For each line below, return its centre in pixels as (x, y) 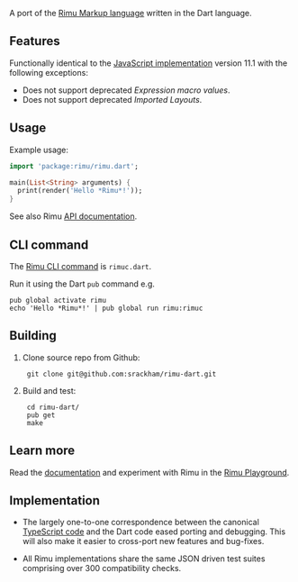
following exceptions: (49, 72)
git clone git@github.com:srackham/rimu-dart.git (122, 374)
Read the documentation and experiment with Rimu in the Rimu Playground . (149, 472)
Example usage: (39, 150)
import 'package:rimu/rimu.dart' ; (74, 166)
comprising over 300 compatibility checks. (102, 568)
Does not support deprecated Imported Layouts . (112, 99)
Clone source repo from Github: (81, 357)
